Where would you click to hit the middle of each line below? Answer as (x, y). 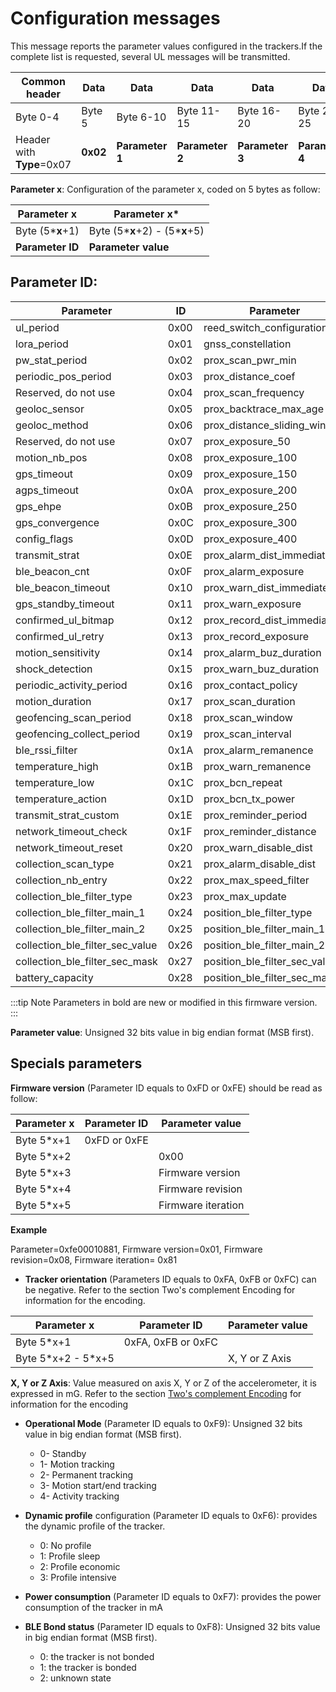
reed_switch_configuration (265, 327)
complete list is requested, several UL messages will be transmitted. (150, 56)
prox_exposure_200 (250, 490)
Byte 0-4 (37, 117)
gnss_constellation (247, 344)
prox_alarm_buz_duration (262, 652)
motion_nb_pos (51, 457)
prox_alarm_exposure (254, 571)
